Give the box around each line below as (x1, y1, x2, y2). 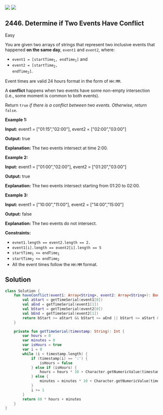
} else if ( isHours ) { (31, 365, 77, 370)
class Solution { (5, 289, 40, 293)
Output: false (5, 211, 32, 217)
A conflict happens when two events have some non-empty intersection (5, 88, 150, 93)
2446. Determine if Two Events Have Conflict (5, 19, 144, 28)
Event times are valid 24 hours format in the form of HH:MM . (5, 78, 122, 84)
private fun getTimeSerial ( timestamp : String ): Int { (14, 329, 125, 334)
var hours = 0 (22, 333, 51, 338)
